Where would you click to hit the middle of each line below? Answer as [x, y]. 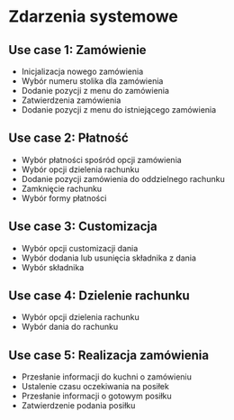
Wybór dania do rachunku [70, 327]
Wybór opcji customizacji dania [80, 248]
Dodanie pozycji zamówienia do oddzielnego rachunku [123, 178]
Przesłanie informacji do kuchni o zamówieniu [107, 377]
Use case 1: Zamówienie [77, 50]
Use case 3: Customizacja [83, 227]
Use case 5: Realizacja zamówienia [108, 355]
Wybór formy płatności [64, 198]
